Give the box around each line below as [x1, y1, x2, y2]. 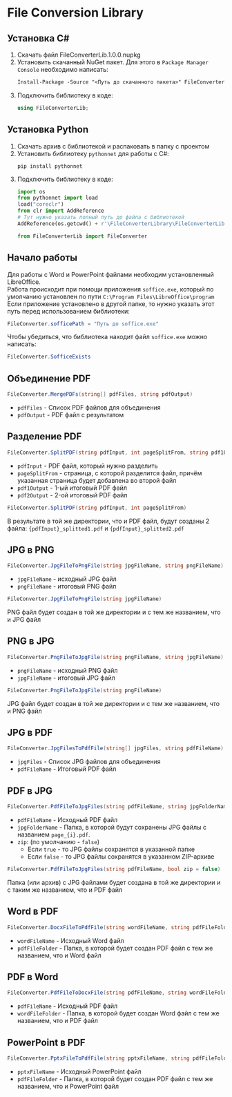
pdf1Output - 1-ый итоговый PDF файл [17, 484, 128, 492]
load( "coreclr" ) [17, 201, 64, 208]
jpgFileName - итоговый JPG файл [17, 674, 115, 682]
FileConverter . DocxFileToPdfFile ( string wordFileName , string [7, 924, 190, 931]
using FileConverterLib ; [17, 104, 89, 111]
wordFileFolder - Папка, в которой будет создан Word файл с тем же [17, 1009, 220, 1018]
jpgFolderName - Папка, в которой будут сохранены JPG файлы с [17, 823, 207, 831]
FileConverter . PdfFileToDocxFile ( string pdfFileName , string [7, 989, 187, 996]
